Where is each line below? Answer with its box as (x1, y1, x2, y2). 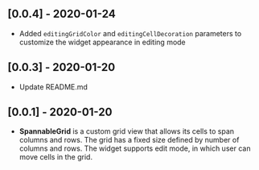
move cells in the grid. (18, 152, 93, 162)
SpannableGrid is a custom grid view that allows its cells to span (18, 126, 235, 136)
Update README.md (18, 81, 88, 92)
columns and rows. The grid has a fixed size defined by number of (18, 135, 240, 145)
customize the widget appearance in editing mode (18, 37, 186, 47)
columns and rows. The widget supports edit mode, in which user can (18, 143, 251, 153)
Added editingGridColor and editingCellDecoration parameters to (18, 28, 242, 38)
